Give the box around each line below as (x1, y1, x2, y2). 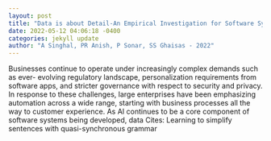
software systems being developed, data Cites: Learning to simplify (8, 115, 232, 125)
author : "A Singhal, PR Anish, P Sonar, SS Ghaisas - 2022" (8, 42, 215, 50)
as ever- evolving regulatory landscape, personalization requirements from (8, 73, 256, 82)
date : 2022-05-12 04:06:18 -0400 (8, 27, 121, 35)
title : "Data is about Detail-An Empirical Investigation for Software (8, 19, 254, 27)
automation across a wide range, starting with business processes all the (8, 98, 251, 108)
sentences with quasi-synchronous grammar (8, 124, 157, 134)
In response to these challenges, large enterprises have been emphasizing (8, 89, 256, 99)
